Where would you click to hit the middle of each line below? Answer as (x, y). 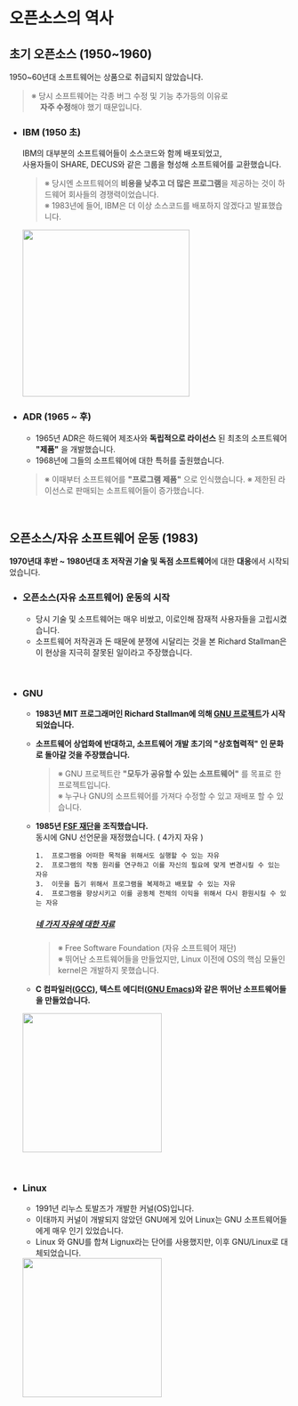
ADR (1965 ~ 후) (56, 417)
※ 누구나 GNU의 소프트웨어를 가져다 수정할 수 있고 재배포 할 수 (166, 796)
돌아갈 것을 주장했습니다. (87, 755)
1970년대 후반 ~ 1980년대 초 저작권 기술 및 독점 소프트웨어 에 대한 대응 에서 (137, 561)
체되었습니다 (57, 1253)
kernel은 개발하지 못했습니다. (108, 970)
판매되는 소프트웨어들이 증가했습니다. (140, 490)
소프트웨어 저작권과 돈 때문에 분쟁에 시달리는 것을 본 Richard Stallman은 (161, 641)
